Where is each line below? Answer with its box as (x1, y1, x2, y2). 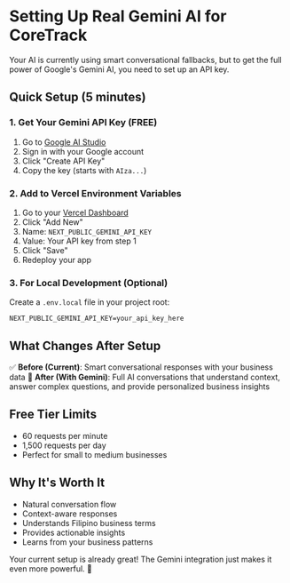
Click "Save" (21, 244, 68, 255)
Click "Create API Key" (21, 156, 106, 166)
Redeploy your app (21, 254, 91, 265)
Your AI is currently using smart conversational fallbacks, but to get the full (9, 54, 282, 65)
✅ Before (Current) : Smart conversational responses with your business (9, 362, 273, 372)
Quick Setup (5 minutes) (9, 90, 146, 105)
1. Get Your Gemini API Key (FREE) (9, 116, 158, 129)
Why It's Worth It (9, 475, 105, 491)
